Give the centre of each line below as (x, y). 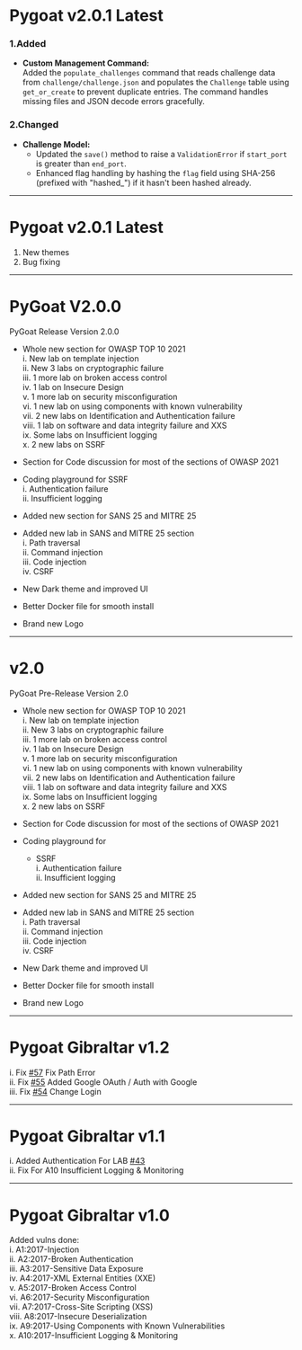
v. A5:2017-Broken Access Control (73, 1288)
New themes (46, 252)
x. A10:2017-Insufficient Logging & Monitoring (93, 1336)
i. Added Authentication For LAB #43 (77, 1161)
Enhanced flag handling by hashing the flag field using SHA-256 (155, 173)
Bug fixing (41, 262)
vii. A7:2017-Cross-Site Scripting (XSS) (81, 1307)
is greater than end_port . (81, 164)
